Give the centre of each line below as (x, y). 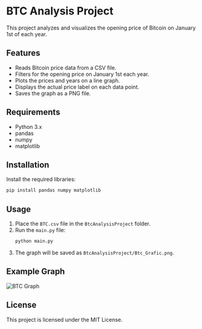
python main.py (34, 241)
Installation (28, 165)
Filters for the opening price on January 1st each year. (82, 74)
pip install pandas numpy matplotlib (54, 190)
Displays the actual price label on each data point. (77, 87)
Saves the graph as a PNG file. (53, 93)
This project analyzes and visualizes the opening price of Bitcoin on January (101, 28)
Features (23, 53)
